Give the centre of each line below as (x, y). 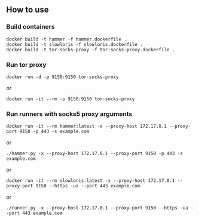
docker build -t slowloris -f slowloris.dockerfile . (75, 44)
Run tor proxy (26, 64)
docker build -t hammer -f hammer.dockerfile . (67, 39)
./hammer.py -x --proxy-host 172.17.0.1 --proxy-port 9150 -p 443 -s (95, 154)
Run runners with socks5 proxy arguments (69, 114)
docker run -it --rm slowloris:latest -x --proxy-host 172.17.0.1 (91, 181)
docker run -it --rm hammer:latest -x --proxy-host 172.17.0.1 (87, 127)
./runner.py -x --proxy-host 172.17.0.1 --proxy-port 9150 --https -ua (97, 208)
